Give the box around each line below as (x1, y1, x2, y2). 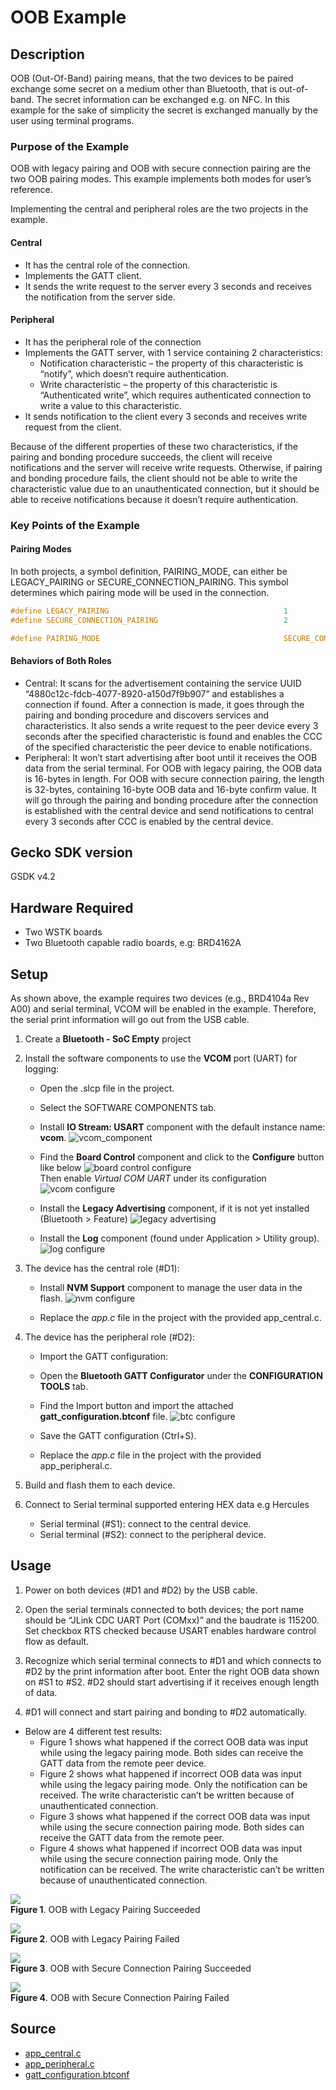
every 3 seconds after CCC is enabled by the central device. (24, 815, 274, 827)
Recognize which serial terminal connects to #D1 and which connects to (24, 1654, 322, 1666)
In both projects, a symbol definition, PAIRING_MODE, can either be (10, 565, 288, 577)
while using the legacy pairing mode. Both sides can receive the (39, 1746, 304, 1758)
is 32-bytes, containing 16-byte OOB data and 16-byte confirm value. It (24, 783, 317, 795)
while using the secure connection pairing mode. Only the (39, 1852, 278, 1865)
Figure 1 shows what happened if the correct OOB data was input (39, 1736, 309, 1748)
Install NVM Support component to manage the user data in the (39, 1282, 303, 1294)
